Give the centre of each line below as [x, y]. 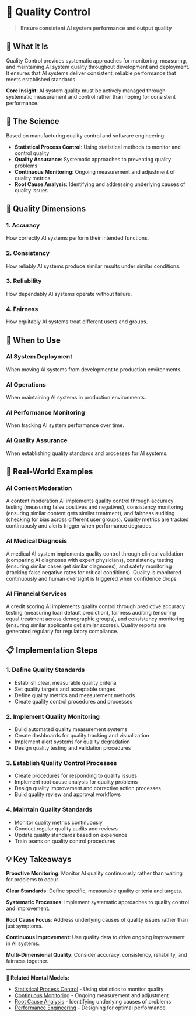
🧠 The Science [33, 121]
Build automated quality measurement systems [71, 729]
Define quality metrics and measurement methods [75, 695]
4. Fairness [22, 309]
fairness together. [27, 961]
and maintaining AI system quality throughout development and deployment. [98, 67]
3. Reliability [24, 281]
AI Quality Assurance [37, 440]
